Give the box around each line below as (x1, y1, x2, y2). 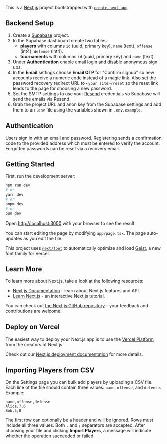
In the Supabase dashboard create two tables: (12, 37, 108, 43)
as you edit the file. (23, 235, 63, 241)
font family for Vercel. (5, 250, 50, 256)
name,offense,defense (5, 399, 51, 404)
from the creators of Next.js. (5, 342, 64, 348)
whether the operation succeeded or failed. (5, 433, 95, 439)
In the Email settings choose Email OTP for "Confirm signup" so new (12, 69, 154, 75)
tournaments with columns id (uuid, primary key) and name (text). (20, 53, 155, 59)
